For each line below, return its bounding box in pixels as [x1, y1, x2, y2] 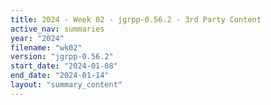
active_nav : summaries [10, 24, 105, 34]
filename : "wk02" [10, 42, 83, 53]
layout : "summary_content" [10, 80, 123, 90]
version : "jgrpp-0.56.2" [10, 52, 114, 62]
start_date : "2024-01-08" [10, 61, 118, 71]
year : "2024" [10, 33, 65, 43]
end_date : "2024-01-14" [10, 71, 110, 81]
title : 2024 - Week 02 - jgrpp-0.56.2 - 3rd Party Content [10, 14, 262, 25]
